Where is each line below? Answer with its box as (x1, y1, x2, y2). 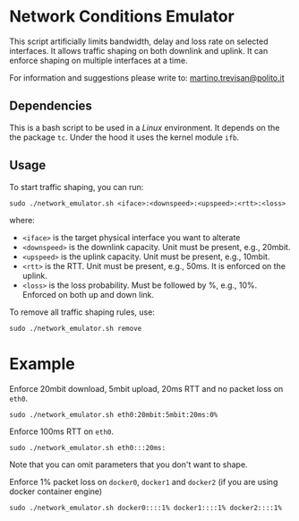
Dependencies (9, 99, 92, 114)
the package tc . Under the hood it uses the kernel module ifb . (9, 132, 240, 143)
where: (9, 214, 36, 225)
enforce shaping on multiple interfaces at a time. (9, 55, 188, 65)
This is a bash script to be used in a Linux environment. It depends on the (9, 122, 280, 133)
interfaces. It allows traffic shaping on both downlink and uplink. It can (9, 45, 269, 56)
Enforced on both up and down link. (21, 289, 155, 300)
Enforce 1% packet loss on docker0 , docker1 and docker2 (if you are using (9, 476, 278, 487)
